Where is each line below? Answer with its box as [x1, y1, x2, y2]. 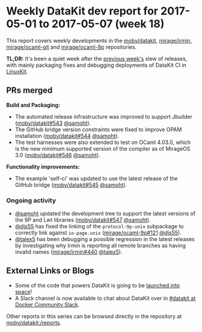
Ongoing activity [6, 196, 56, 204]
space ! [14, 288, 32, 295]
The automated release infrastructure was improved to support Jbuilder [14, 113, 193, 120]
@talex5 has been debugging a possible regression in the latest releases [14, 236, 195, 243]
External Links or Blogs [6, 266, 94, 276]
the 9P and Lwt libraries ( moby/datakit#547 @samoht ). [14, 216, 151, 224]
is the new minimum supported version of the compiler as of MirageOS [14, 145, 191, 152]
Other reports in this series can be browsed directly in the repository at [6, 312, 182, 320]
